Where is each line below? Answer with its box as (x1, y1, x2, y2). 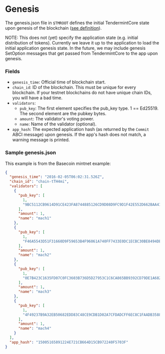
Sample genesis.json (5, 149, 56, 156)
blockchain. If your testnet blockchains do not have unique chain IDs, (12, 90, 152, 96)
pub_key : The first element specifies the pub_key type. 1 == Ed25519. (19, 105, 159, 112)
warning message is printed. (12, 137, 70, 143)
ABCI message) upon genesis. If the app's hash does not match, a (12, 132, 146, 138)
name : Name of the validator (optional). (19, 121, 97, 127)
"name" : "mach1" (18, 216, 52, 221)
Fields (5, 68, 20, 75)
